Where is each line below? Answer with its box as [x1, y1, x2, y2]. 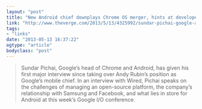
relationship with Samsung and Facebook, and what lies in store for [20, 89, 188, 96]
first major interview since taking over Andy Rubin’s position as [20, 70, 177, 78]
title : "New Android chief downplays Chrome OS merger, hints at [6, 14, 173, 20]
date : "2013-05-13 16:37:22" [6, 37, 79, 43]
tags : [6, 25, 20, 32]
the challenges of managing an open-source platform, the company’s [20, 83, 192, 90]
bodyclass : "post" [6, 48, 52, 54]
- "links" [6, 31, 31, 37]
